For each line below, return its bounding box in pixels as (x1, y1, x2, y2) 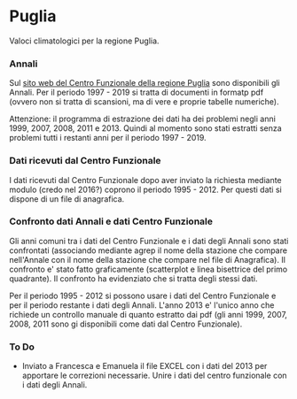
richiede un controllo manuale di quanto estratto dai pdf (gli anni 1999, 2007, (9, 309, 288, 319)
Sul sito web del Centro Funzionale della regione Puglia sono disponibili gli (9, 78, 281, 88)
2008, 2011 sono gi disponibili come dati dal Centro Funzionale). (9, 318, 243, 329)
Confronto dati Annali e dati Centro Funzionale (9, 215, 214, 227)
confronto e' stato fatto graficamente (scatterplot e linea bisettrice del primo (9, 264, 288, 274)
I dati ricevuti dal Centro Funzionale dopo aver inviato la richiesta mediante (9, 174, 282, 185)
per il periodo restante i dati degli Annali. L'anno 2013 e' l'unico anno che (9, 299, 275, 311)
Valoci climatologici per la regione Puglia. (9, 35, 160, 46)
